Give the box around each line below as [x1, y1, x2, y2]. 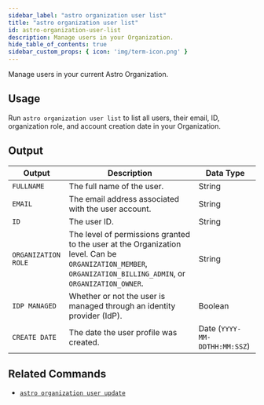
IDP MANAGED [12, 301, 57, 310]
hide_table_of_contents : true [8, 41, 108, 49]
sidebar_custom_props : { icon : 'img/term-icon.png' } [8, 48, 189, 56]
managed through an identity [68, 300, 176, 311]
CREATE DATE [12, 333, 57, 341]
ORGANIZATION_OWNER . [68, 278, 144, 289]
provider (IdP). [68, 310, 123, 321]
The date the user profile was [68, 327, 178, 337]
